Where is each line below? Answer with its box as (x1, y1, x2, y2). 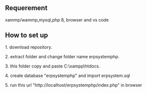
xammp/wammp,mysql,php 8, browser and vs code (5, 17, 109, 23)
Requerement (5, 4, 48, 12)
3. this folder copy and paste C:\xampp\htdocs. (5, 63, 100, 69)
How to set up (5, 31, 48, 40)
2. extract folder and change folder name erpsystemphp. (5, 53, 120, 59)
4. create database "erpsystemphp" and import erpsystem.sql (5, 72, 130, 78)
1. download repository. (5, 44, 52, 50)
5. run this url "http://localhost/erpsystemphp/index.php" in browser (5, 82, 143, 88)
